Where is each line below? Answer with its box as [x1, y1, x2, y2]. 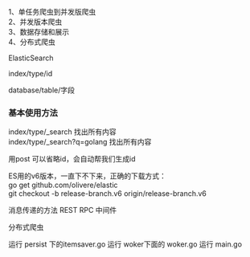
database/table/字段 [8, 85, 75, 95]
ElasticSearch [8, 53, 54, 63]
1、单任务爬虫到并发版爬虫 [8, 7, 96, 16]
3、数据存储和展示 [8, 27, 70, 36]
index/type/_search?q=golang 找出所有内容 [8, 137, 152, 147]
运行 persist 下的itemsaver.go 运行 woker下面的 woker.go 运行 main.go [8, 239, 243, 249]
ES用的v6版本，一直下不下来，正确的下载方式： [8, 171, 166, 181]
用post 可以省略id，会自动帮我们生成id [8, 154, 136, 164]
